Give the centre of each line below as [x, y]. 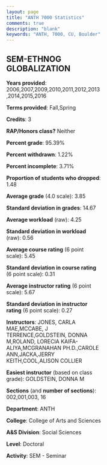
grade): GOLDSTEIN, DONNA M [45, 378]
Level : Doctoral [25, 444]
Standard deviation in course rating [51, 268]
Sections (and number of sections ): [51, 391]
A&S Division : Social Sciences [44, 432]
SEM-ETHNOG [34, 59]
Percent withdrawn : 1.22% [40, 154]
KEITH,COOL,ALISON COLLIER [44, 360]
